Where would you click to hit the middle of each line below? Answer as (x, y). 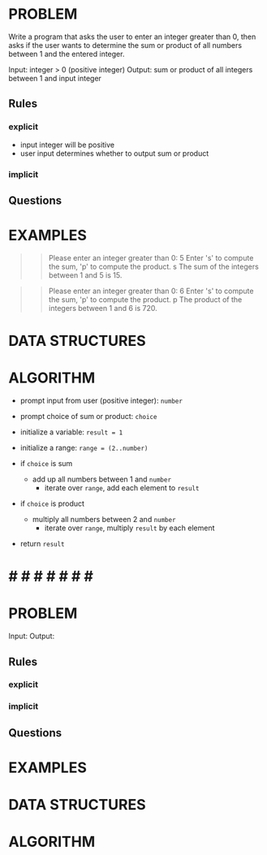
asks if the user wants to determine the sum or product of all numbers (125, 45)
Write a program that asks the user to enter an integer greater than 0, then (132, 37)
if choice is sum (46, 463)
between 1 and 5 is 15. (85, 275)
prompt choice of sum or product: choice (88, 416)
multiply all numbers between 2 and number (104, 519)
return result (42, 544)
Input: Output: (32, 636)
